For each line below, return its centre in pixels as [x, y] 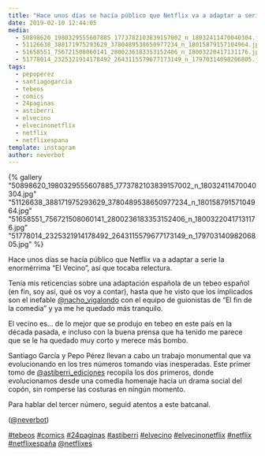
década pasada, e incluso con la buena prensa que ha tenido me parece [125, 332]
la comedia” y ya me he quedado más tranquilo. [86, 308]
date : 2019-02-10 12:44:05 [52, 23]
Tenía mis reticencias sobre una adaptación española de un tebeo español [129, 283]
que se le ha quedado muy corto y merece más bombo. [98, 341]
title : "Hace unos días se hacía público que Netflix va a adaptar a [125, 15]
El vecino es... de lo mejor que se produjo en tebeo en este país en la [120, 323]
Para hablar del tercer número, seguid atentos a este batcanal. [110, 405]
